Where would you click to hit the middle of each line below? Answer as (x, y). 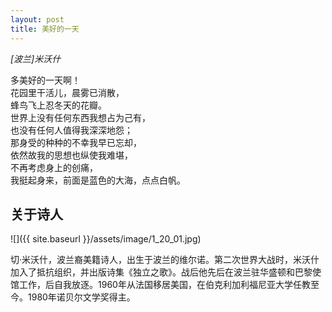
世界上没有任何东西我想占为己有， (80, 117)
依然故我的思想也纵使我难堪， (71, 155)
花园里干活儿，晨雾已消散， (67, 92)
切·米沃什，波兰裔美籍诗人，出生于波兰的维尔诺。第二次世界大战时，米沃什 (165, 260)
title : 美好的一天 (45, 29)
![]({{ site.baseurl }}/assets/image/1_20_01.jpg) (106, 239)
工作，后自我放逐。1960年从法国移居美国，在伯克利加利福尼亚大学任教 (164, 285)
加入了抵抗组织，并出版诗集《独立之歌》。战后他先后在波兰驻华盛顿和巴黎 (161, 272)
